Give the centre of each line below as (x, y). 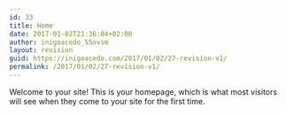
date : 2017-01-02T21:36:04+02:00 (71, 34)
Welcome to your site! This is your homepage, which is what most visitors (143, 92)
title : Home (31, 26)
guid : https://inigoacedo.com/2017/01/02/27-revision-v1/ (118, 58)
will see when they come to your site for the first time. (107, 101)
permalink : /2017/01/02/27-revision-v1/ (85, 67)
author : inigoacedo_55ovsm (59, 42)
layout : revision (41, 50)
